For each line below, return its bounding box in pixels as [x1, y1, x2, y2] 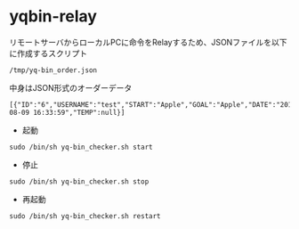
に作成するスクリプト [9, 47, 87, 59]
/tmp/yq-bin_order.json [9, 65, 98, 75]
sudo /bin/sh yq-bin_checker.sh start [9, 143, 153, 151]
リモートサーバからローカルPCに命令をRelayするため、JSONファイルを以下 [9, 37, 287, 47]
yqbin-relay [9, 6, 98, 27]
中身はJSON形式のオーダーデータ [9, 82, 133, 93]
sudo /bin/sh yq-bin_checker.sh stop [9, 176, 149, 186]
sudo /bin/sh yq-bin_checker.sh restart [9, 211, 162, 220]
